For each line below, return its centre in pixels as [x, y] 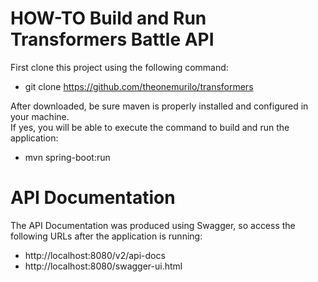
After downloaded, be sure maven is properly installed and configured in [159, 106]
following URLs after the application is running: [106, 236]
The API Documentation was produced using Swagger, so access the [153, 225]
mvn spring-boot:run [67, 157]
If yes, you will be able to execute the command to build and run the [150, 127]
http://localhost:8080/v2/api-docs [95, 255]
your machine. [40, 116]
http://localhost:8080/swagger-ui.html [103, 266]
